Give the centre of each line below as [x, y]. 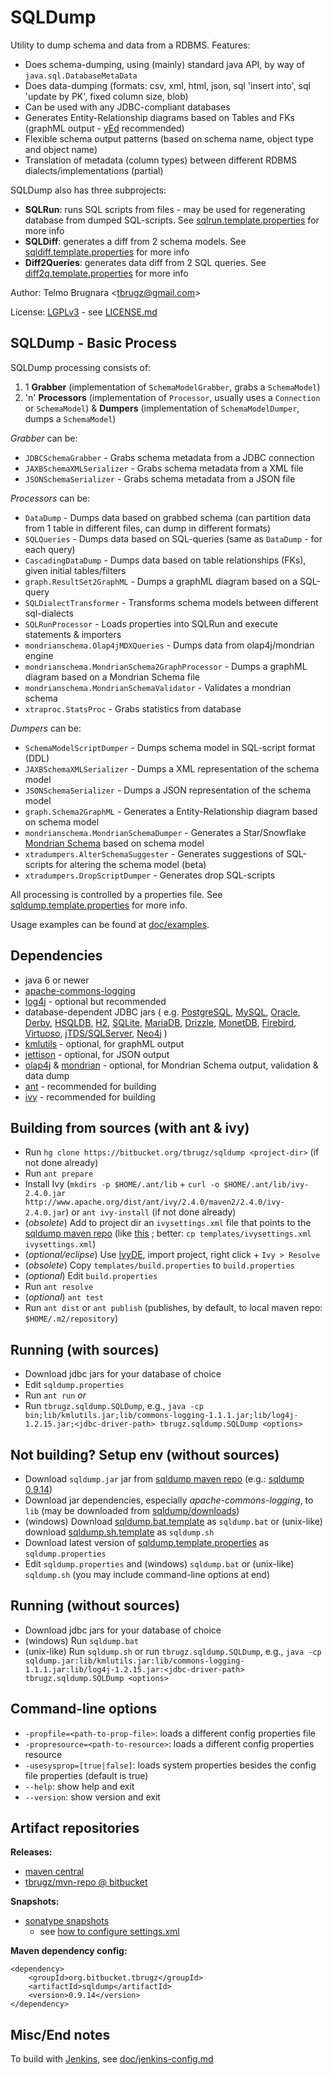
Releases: [31, 1852]
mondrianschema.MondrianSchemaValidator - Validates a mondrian [158, 687]
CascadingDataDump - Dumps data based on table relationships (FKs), [165, 560]
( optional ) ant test [64, 1297]
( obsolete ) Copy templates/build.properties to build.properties [159, 1265]
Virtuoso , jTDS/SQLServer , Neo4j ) [96, 1033]
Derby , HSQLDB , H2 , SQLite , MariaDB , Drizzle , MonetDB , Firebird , [160, 1022]
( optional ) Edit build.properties [91, 1276]
